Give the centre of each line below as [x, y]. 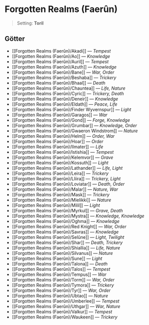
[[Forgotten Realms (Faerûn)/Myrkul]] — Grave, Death [67, 210]
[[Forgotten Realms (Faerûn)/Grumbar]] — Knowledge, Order [74, 125]
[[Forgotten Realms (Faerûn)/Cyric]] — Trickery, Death [68, 93]
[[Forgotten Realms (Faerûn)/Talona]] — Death [60, 263]
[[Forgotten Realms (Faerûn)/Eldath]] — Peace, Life [65, 104]
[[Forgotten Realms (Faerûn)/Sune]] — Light [57, 258]
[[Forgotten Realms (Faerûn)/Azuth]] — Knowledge [64, 67]
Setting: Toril [30, 23]
